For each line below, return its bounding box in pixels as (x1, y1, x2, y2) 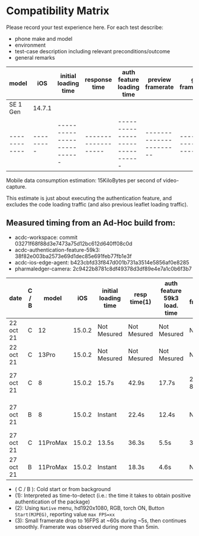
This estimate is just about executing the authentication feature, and (6, 194, 172, 202)
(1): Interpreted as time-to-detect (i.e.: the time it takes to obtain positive (14, 492, 191, 499)
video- (162, 176, 179, 184)
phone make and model (14, 35, 73, 42)
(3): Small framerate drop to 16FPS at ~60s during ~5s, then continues (14, 516, 187, 524)
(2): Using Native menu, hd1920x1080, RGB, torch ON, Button (14, 504, 165, 511)
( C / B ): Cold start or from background (14, 485, 111, 492)
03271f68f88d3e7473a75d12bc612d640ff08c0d (14, 240, 133, 247)
